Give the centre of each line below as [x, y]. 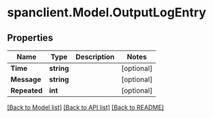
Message [26, 79]
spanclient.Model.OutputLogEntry [107, 13]
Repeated [27, 90]
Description [95, 57]
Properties [30, 38]
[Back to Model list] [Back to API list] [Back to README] [86, 107]
